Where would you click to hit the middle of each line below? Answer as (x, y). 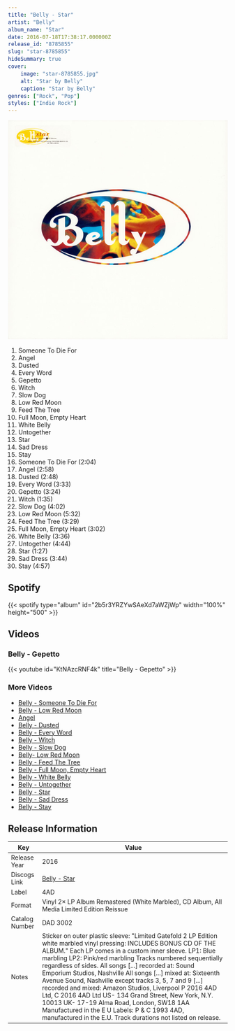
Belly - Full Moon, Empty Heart (62, 769)
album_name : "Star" (36, 29)
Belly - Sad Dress (43, 799)
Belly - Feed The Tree (49, 762)
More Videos (30, 688)
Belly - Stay (35, 806)
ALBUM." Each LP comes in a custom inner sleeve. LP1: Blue (129, 951)
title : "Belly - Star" (41, 15)
